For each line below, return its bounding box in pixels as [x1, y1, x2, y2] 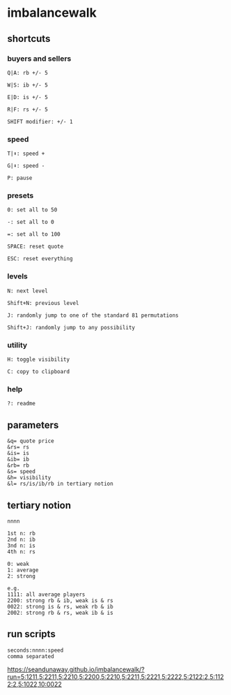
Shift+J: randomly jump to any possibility [7, 324, 136, 331]
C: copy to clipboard [7, 368, 70, 375]
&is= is [7, 450, 30, 457]
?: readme [7, 400, 36, 408]
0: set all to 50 [7, 207, 58, 214]
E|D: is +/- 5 [7, 94, 49, 100]
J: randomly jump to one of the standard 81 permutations [7, 312, 179, 319]
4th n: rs [7, 548, 36, 555]
